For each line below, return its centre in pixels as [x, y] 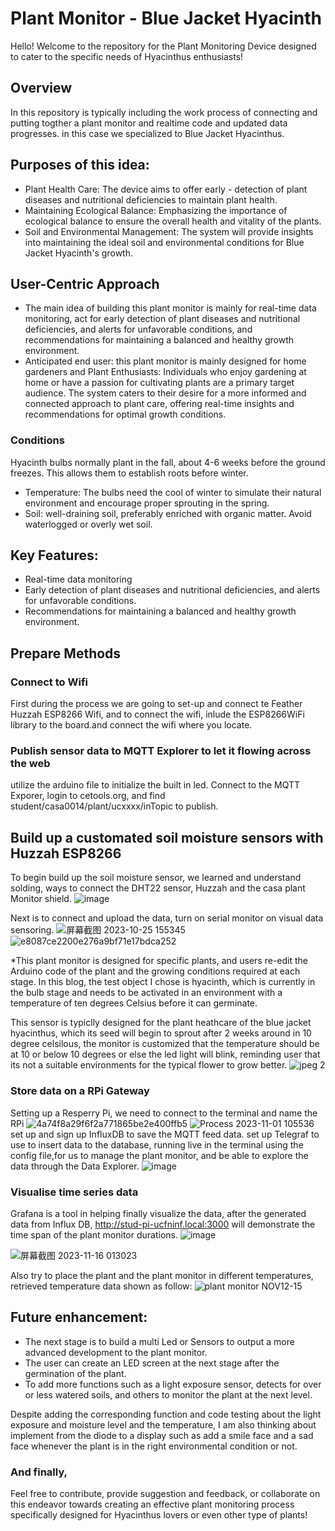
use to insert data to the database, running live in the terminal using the [157, 1144]
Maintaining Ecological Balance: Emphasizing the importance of [156, 210]
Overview [41, 88]
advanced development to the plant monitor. [116, 1352]
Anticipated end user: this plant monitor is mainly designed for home [165, 361]
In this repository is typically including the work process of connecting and [164, 112]
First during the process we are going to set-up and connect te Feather [156, 704]
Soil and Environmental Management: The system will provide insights [169, 231]
